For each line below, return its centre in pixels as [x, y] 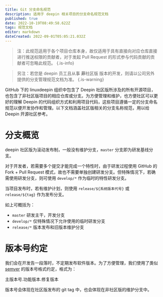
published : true [21, 18]
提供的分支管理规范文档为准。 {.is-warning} [60, 79]
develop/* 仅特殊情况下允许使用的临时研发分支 [59, 221]
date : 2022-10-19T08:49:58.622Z [38, 23]
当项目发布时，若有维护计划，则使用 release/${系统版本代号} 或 [67, 188]
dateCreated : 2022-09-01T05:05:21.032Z [45, 37]
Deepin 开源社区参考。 [28, 114]
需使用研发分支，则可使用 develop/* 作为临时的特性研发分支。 [67, 178]
